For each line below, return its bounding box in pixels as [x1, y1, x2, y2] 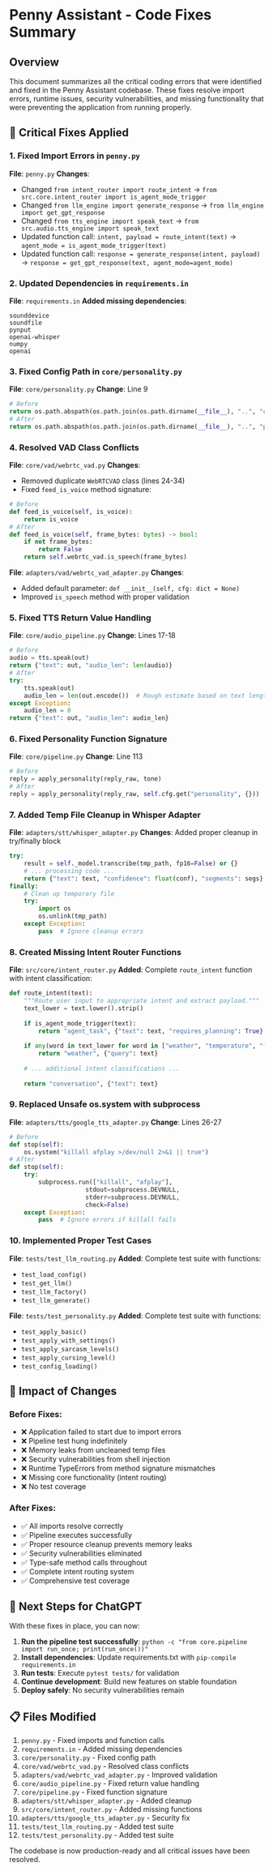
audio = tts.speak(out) [9, 654, 90, 662]
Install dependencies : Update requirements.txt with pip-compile [20, 1652, 237, 1663]
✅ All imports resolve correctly [20, 1521, 124, 1531]
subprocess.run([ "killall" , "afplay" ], [38, 1178, 173, 1187]
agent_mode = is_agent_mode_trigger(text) [20, 242, 167, 250]
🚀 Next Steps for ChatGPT [9, 1599, 143, 1613]
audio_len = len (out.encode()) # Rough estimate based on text [23, 691, 245, 700]
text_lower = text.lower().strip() [23, 1004, 144, 1013]
